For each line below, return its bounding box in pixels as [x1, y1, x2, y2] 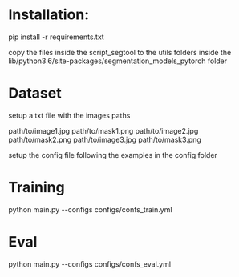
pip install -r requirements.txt [8, 32, 104, 42]
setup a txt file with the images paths [8, 110, 131, 120]
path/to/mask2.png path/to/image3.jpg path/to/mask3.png [8, 134, 202, 144]
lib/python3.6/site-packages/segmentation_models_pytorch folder [8, 56, 228, 66]
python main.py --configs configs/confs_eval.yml [8, 259, 171, 269]
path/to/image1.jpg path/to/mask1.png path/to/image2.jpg [8, 126, 199, 135]
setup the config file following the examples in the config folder [8, 150, 218, 159]
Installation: [8, 6, 90, 24]
